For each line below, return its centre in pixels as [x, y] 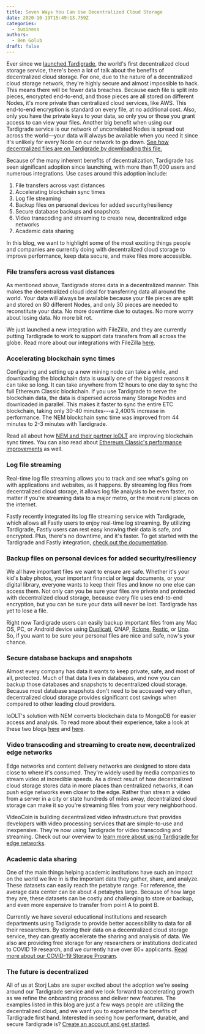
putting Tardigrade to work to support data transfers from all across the [96, 336]
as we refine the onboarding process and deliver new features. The [91, 998]
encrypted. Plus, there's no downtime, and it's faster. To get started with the [102, 536]
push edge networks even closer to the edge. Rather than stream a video [99, 792]
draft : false [23, 47]
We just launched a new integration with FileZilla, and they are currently [96, 330]
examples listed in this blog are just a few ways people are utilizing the [95, 1005]
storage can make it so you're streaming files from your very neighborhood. [102, 805]
